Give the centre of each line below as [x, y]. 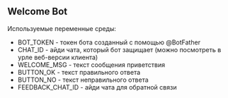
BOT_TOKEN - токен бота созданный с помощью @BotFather [109, 42]
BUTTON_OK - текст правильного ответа [79, 72]
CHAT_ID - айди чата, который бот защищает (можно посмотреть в [119, 49]
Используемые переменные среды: [62, 28]
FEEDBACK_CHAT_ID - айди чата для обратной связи [97, 87]
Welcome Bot [38, 12]
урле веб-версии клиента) [58, 57]
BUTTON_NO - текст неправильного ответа [83, 80]
